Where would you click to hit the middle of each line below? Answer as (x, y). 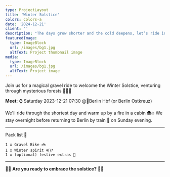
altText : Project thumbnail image (46, 52)
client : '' (17, 29)
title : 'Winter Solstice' (32, 15)
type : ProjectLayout (27, 10)
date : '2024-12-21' (26, 24)
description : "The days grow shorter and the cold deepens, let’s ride (82, 33)
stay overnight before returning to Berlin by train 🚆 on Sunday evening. (79, 120)
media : (12, 57)
